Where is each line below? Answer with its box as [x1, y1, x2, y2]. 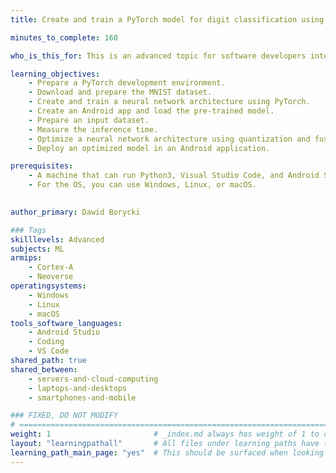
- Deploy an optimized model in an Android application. [28, 143, 271, 153]
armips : [10, 253, 43, 263]
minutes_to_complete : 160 [10, 32, 118, 43]
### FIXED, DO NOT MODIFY [10, 411, 118, 421]
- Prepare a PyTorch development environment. [28, 78, 226, 88]
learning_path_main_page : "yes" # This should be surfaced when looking [10, 447, 325, 458]
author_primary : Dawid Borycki [10, 207, 141, 217]
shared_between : [10, 364, 78, 375]
